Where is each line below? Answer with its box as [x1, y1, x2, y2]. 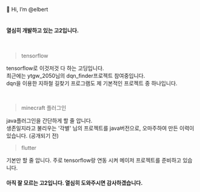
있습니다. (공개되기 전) [6, 132, 59, 139]
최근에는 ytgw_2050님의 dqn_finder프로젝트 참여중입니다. [6, 72, 145, 80]
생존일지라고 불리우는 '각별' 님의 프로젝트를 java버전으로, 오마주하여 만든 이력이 [6, 124, 195, 132]
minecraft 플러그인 [21, 104, 67, 112]
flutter [21, 144, 37, 152]
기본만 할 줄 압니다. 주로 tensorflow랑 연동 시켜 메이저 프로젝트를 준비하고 [6, 157, 182, 164]
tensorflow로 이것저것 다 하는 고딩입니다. [6, 65, 104, 72]
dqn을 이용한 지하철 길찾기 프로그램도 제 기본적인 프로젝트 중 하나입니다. [6, 80, 178, 87]
